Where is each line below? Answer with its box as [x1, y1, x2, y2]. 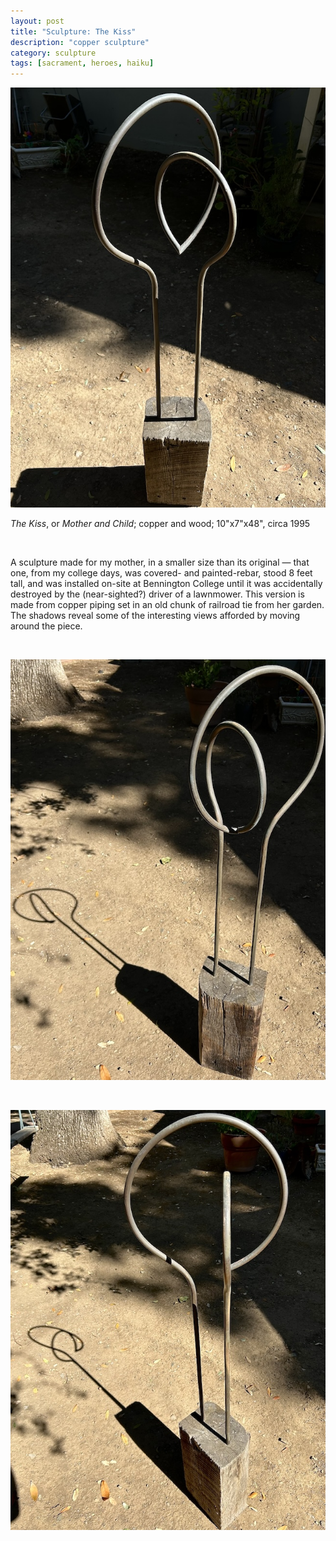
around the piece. [10, 620, 83, 632]
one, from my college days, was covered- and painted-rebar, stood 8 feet [10, 567, 313, 579]
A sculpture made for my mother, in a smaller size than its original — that [10, 556, 310, 569]
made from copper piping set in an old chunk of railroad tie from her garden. [10, 599, 325, 611]
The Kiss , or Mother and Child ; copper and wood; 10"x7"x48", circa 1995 [10, 518, 311, 530]
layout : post [10, 16, 65, 26]
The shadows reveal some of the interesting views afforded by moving [10, 610, 301, 622]
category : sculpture [10, 48, 97, 58]
